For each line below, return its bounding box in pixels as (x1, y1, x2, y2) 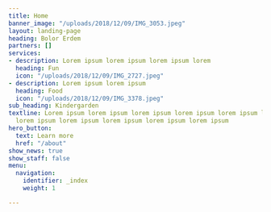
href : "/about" (15, 139, 67, 148)
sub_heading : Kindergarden (8, 102, 99, 110)
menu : (8, 162, 27, 170)
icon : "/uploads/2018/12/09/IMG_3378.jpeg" (15, 94, 164, 102)
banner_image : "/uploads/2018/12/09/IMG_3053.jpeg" (8, 19, 186, 27)
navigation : (15, 169, 56, 177)
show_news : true (8, 147, 63, 155)
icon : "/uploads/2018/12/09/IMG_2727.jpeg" (15, 72, 164, 80)
